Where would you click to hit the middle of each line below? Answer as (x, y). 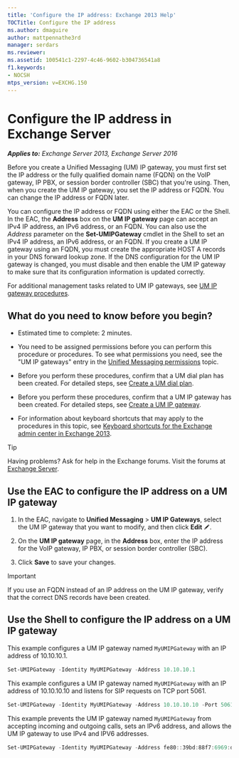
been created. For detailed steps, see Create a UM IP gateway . (109, 405)
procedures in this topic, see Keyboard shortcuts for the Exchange (115, 426)
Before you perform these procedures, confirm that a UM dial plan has (121, 376)
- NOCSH (19, 75)
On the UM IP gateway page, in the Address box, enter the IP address (120, 541)
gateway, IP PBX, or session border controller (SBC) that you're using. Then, (119, 182)
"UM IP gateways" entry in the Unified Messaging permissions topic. (118, 362)
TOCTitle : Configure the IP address (62, 22)
